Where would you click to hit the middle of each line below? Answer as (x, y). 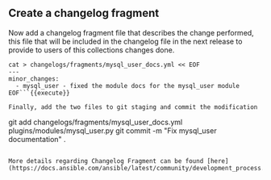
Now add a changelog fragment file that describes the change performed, (131, 32)
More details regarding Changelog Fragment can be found (106, 161)
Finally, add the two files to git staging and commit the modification (133, 107)
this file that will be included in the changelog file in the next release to (125, 41)
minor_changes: (34, 79)
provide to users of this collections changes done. (92, 50)
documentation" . (37, 139)
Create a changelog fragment (84, 13)
